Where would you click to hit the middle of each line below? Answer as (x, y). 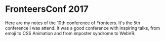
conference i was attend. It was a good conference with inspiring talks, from (83, 28)
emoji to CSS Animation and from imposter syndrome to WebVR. (70, 33)
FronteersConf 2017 (47, 9)
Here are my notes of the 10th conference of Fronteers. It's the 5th (73, 23)
